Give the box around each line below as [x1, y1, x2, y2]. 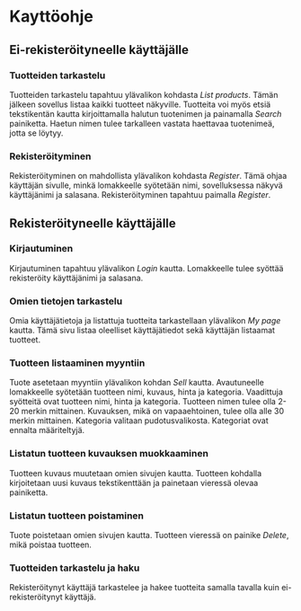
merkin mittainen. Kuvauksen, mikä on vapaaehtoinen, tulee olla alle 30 [21, 406, 285, 417]
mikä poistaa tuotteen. [9, 539, 93, 550]
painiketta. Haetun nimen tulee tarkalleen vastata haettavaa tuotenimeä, [9, 118, 276, 128]
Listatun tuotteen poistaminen [9, 509, 145, 522]
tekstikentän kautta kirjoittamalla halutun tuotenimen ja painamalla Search [9, 108, 282, 119]
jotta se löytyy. [9, 128, 64, 138]
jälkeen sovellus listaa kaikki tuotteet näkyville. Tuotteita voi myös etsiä [9, 99, 271, 110]
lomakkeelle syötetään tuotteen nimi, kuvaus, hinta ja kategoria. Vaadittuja [9, 386, 283, 397]
